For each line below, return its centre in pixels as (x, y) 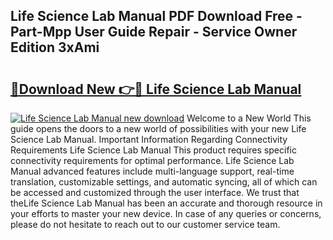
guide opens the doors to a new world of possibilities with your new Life (158, 128)
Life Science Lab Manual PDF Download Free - (156, 16)
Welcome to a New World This (249, 118)
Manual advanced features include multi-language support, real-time (152, 171)
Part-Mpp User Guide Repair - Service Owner (154, 32)
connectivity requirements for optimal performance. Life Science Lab (152, 160)
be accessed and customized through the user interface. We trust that (155, 192)
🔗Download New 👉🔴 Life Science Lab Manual (156, 89)
